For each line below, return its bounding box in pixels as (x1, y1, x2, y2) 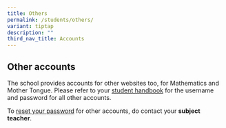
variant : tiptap (7, 23, 54, 29)
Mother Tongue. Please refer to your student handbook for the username (7, 86, 214, 94)
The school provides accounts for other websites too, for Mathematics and (7, 79, 219, 87)
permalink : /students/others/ (7, 16, 94, 23)
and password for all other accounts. (7, 93, 112, 101)
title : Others (7, 10, 48, 17)
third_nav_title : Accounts (7, 36, 85, 42)
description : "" (7, 29, 54, 36)
